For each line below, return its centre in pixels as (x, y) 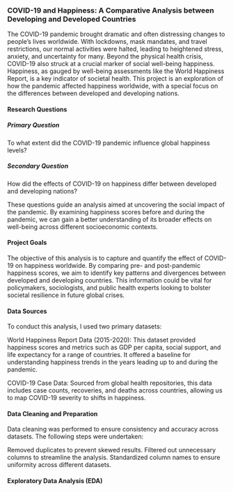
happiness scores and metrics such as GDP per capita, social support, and (114, 347)
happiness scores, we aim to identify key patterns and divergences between (116, 273)
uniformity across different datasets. (59, 465)
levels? (17, 150)
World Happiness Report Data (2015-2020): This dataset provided (102, 340)
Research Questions (37, 109)
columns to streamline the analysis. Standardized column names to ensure (114, 457)
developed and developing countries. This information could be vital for (110, 280)
